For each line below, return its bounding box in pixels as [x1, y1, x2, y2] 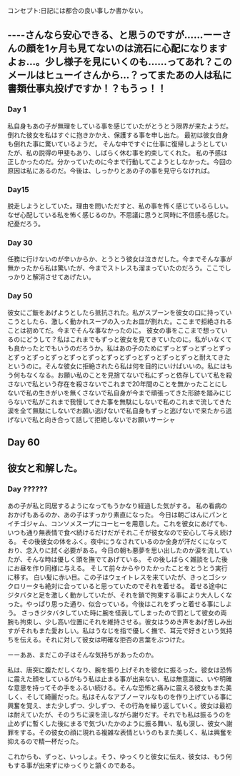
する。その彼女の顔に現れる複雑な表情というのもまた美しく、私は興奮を [19, 727, 233, 737]
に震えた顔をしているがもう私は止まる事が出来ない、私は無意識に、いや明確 [7, 674, 232, 683]
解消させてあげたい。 [31, 273, 95, 281]
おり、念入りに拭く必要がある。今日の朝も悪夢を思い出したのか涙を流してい [7, 545, 233, 555]
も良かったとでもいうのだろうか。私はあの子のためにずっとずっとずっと [7, 343, 219, 352]
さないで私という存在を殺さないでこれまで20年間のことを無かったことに [7, 379, 221, 388]
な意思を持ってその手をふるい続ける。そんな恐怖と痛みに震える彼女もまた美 [7, 683, 232, 692]
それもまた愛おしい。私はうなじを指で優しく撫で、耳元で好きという [19, 626, 220, 635]
